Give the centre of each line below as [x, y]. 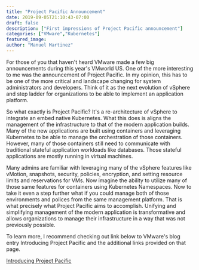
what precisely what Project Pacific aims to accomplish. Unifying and [91, 205]
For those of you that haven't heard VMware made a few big [80, 62]
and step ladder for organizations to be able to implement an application [95, 94]
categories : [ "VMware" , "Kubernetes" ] [53, 34]
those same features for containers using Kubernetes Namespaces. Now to [99, 186]
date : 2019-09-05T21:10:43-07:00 [48, 17]
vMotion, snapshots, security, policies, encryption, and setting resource [94, 174]
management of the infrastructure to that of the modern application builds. [98, 124]
